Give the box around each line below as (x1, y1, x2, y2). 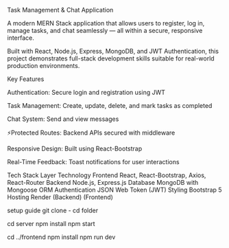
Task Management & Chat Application (7, 6, 114, 14)
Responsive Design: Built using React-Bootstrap (7, 144, 143, 153)
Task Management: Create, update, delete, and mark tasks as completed (7, 102, 213, 109)
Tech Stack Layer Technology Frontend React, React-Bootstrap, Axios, (7, 171, 206, 179)
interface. (7, 34, 34, 42)
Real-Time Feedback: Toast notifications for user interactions (7, 158, 180, 166)
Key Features (7, 75, 45, 83)
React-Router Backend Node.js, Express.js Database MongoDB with (7, 179, 199, 186)
